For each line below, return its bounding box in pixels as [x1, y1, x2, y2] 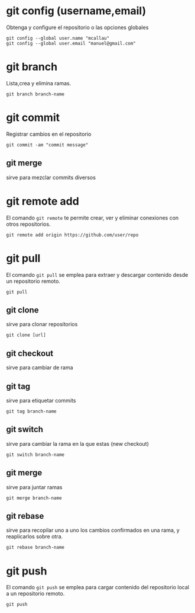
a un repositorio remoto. [6, 590, 65, 597]
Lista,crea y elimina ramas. [6, 79, 71, 87]
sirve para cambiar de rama [6, 364, 73, 371]
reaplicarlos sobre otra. [6, 533, 63, 540]
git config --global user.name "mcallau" [6, 35, 110, 41]
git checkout [6, 348, 54, 358]
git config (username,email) [6, 4, 147, 18]
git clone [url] [6, 332, 46, 339]
